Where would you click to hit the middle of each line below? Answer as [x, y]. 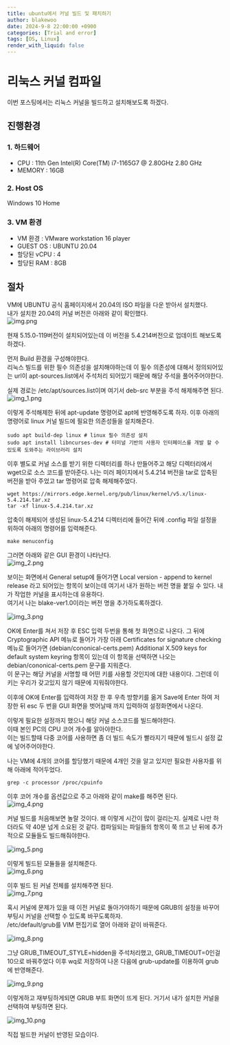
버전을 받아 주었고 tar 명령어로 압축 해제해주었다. [72, 481]
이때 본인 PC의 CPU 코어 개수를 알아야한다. [65, 729]
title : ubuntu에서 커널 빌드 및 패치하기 [59, 13]
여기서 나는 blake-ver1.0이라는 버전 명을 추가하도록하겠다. [85, 603]
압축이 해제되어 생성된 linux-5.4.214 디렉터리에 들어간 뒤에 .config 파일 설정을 [112, 520]
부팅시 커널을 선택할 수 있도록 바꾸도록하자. [65, 916]
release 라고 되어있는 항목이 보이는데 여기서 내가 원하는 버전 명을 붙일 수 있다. [112, 586]
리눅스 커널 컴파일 [54, 82]
